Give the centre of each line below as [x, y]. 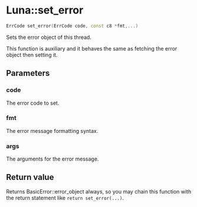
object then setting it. [32, 55]
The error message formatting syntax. [52, 131]
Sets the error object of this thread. [49, 37]
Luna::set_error [45, 10]
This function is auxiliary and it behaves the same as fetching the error [92, 48]
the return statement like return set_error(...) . [65, 198]
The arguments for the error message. [52, 159]
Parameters [28, 73]
